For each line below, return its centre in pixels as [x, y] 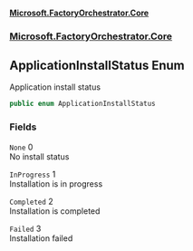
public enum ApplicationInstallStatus [82, 104]
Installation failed [41, 238]
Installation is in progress [56, 183]
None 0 [21, 147]
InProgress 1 [33, 174]
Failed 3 [25, 228]
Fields [23, 127]
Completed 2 [31, 201]
